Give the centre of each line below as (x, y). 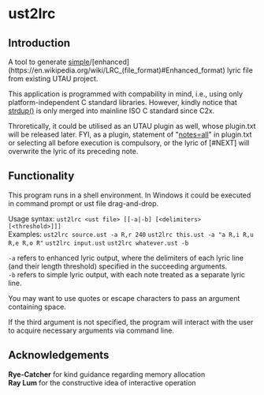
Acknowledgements (59, 355)
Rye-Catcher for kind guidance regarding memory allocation (107, 374)
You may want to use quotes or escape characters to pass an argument (124, 298)
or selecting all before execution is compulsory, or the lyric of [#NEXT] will (129, 143)
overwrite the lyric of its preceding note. (73, 151)
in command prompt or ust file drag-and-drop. (84, 203)
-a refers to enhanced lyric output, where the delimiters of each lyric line (126, 258)
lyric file (240, 70)
